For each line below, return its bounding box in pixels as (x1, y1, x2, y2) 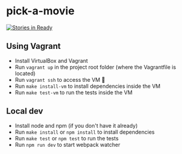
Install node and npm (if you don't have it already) (14, 122, 138, 129)
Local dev (6, 106, 44, 116)
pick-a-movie (6, 4, 75, 18)
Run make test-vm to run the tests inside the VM (14, 88, 133, 96)
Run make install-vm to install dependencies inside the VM (14, 82, 160, 90)
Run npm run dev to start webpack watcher (14, 141, 121, 148)
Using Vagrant (6, 41, 61, 51)
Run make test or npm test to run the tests (14, 134, 119, 141)
